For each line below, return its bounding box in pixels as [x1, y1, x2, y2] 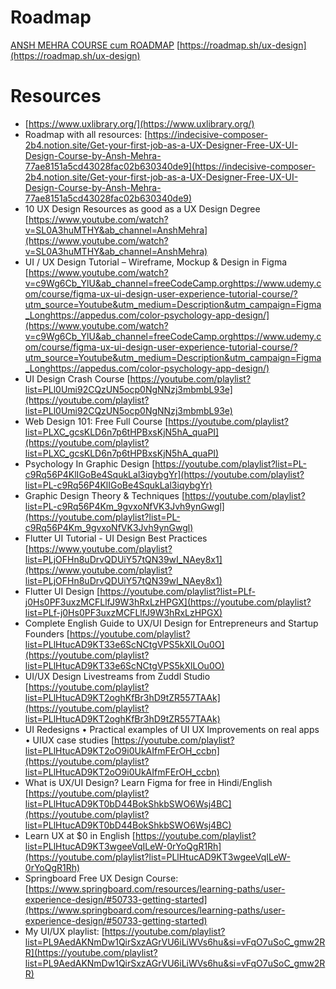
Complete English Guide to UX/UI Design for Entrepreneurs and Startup [24, 617, 319, 629]
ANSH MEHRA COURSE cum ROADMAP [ [10, 39, 181, 51]
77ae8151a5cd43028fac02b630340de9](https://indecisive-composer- [24, 160, 316, 172]
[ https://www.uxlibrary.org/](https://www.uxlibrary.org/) [24, 117, 255, 130]
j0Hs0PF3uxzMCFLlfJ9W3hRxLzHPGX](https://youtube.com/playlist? [24, 596, 312, 608]
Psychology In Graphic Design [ [24, 457, 156, 470]
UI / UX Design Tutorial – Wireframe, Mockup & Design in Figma [24, 256, 288, 268]
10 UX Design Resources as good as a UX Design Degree [24, 202, 261, 215]
